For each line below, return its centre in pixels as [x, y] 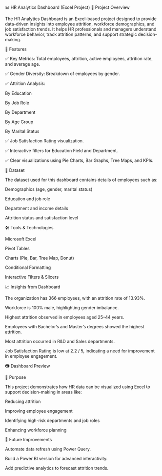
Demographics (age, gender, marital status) [49, 189]
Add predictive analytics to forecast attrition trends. [57, 468]
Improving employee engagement [39, 411]
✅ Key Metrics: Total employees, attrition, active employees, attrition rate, [79, 59]
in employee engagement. [31, 356]
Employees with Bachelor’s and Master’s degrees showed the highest [75, 327]
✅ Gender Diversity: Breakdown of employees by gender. [63, 74]
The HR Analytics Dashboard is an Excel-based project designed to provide [81, 19]
